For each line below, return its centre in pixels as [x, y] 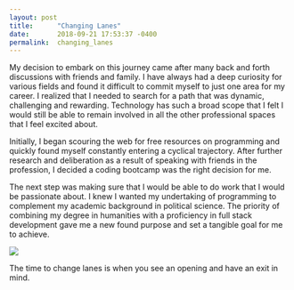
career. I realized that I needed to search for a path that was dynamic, [137, 96]
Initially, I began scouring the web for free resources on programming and [145, 141]
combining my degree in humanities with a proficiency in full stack [131, 215]
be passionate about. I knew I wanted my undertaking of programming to [143, 197]
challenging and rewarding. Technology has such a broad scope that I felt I [146, 105]
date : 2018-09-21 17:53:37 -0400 [83, 34]
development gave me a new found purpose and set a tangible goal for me [146, 225]
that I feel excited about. [53, 125]
